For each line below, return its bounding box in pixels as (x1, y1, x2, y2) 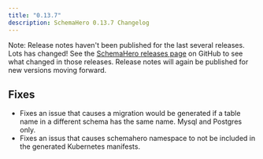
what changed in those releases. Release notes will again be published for (8, 56, 249, 67)
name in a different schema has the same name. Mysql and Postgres (19, 117, 243, 126)
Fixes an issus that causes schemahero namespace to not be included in (19, 134, 256, 143)
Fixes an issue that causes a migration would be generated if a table (19, 109, 241, 118)
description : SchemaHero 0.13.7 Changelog (8, 19, 150, 27)
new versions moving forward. (8, 65, 107, 74)
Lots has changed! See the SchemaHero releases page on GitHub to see (8, 49, 243, 58)
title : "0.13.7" (8, 11, 61, 20)
